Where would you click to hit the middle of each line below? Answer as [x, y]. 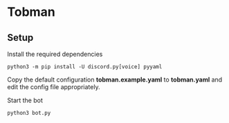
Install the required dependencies [55, 54]
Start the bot [25, 100]
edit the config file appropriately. [54, 87]
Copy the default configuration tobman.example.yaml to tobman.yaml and [115, 79]
